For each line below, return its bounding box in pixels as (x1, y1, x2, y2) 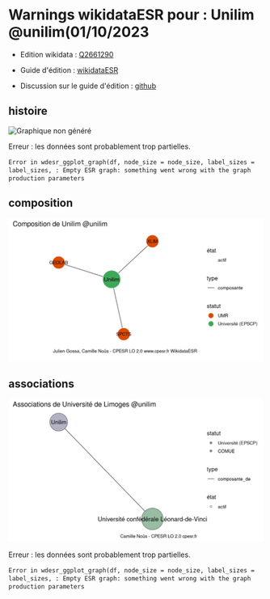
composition (8, 196, 74, 210)
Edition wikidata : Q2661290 (19, 49, 114, 59)
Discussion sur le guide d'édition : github (19, 81, 156, 91)
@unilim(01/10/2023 (8, 23, 150, 41)
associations (8, 377, 74, 390)
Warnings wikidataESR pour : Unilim (8, 6, 255, 24)
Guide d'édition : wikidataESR (19, 65, 119, 74)
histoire (8, 104, 49, 118)
